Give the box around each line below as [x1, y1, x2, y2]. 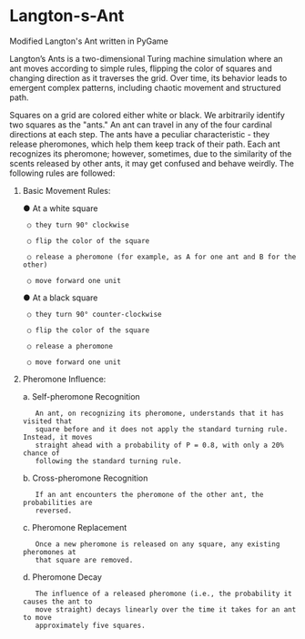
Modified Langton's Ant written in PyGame [9, 35, 168, 46]
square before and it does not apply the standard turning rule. [35, 424, 289, 433]
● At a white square [22, 202, 98, 214]
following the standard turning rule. [35, 456, 182, 465]
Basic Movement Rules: [22, 185, 111, 196]
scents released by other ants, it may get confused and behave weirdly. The [9, 157, 294, 168]
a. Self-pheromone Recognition [22, 390, 141, 401]
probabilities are [22, 498, 93, 507]
